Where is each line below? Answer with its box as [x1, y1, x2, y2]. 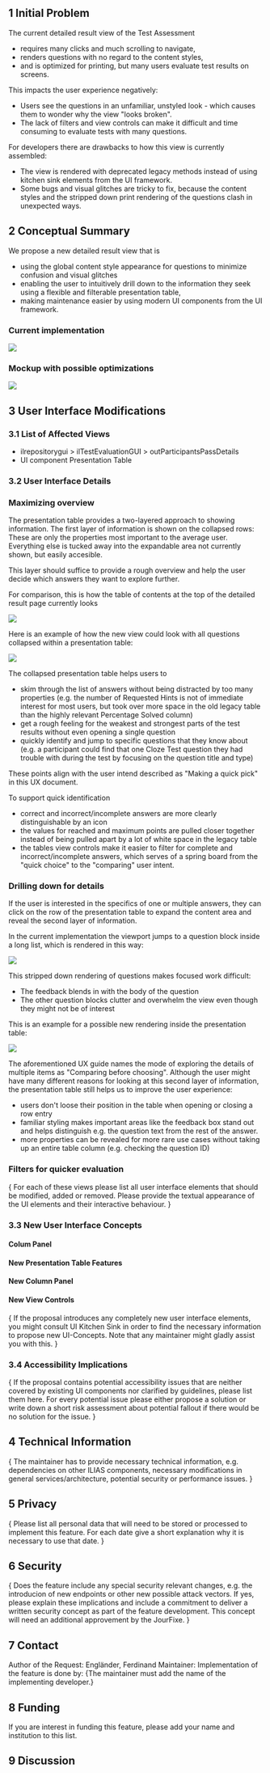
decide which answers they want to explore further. [8, 574, 180, 584]
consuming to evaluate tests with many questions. [19, 126, 188, 136]
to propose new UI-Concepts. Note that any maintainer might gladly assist [8, 1330, 255, 1339]
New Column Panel [8, 1276, 74, 1286]
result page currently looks [8, 599, 99, 608]
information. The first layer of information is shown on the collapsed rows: [8, 524, 255, 534]
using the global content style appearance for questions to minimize [19, 261, 247, 271]
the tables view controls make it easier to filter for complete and [19, 843, 233, 853]
